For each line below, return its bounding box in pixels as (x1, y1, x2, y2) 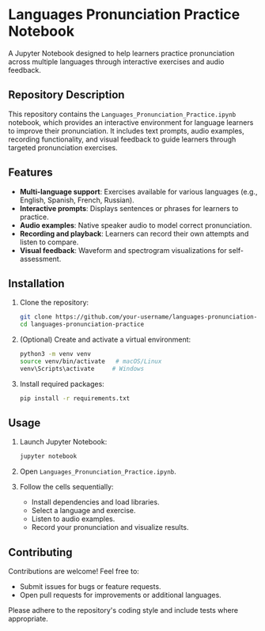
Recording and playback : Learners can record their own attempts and (19, 229, 249, 238)
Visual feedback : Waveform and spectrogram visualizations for (19, 245, 227, 255)
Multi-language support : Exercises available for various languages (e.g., (19, 187, 258, 196)
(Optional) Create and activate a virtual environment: (19, 334, 191, 345)
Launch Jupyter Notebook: (19, 437, 108, 447)
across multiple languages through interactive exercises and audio (8, 57, 225, 66)
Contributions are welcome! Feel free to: (8, 567, 140, 576)
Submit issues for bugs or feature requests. (19, 582, 161, 591)
